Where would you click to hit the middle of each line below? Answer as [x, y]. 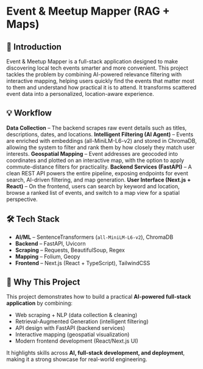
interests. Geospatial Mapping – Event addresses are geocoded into [92, 153]
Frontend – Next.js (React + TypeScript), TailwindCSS [83, 263]
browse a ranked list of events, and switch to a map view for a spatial [93, 192]
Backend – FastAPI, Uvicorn [50, 243]
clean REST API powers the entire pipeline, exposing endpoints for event [97, 173]
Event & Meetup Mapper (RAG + [88, 11]
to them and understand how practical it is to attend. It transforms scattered [101, 87]
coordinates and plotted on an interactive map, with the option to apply [95, 160]
